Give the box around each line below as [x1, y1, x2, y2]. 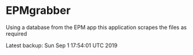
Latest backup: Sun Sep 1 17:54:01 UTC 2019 [5, 42, 118, 49]
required [5, 30, 27, 37]
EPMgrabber [5, 4, 71, 18]
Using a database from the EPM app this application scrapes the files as [5, 24, 187, 31]
